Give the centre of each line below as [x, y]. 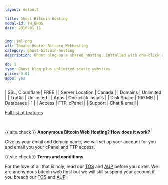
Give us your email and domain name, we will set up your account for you [81, 142]
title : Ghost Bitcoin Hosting [37, 19]
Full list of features [24, 113]
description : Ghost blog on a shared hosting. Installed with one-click [82, 55]
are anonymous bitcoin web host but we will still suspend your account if [80, 172]
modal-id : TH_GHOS [24, 23]
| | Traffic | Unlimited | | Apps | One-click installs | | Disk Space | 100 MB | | [82, 98]
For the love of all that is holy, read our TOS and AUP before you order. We [82, 167]
